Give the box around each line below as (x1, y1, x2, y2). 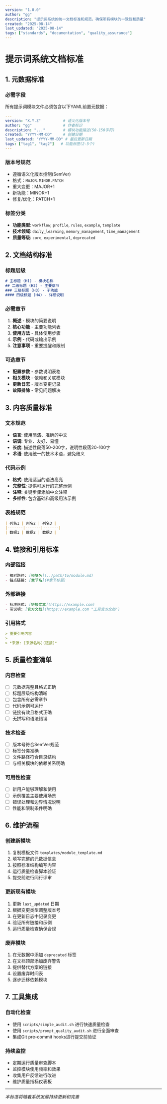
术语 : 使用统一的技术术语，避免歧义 (12, 450, 85, 456)
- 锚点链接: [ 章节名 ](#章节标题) (5, 578, 66, 583)
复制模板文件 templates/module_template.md (12, 850, 103, 856)
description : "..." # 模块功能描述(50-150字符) (5, 127, 115, 132)
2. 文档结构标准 (5, 250, 52, 259)
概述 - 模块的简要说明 (12, 317, 57, 323)
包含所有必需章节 (12, 697, 48, 703)
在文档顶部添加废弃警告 (12, 958, 61, 964)
